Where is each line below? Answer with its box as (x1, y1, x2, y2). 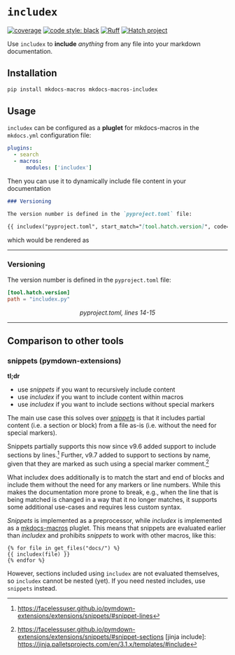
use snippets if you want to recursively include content (17, 385, 176, 394)
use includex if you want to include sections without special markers (17, 401, 215, 409)
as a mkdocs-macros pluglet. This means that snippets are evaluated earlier (7, 524, 226, 532)
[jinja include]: (165, 632, 206, 641)
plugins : (7, 145, 33, 152)
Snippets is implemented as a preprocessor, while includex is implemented (7, 516, 222, 524)
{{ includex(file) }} (7, 551, 71, 558)
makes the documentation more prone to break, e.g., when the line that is (7, 488, 219, 496)
